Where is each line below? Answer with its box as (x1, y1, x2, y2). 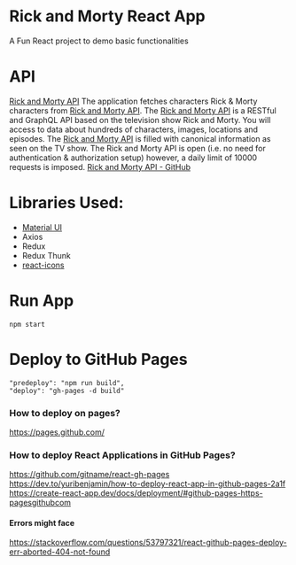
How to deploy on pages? (9, 406, 121, 419)
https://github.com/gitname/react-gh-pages (9, 469, 170, 480)
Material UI (21, 221, 63, 232)
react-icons (21, 259, 65, 270)
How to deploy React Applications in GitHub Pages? (9, 449, 237, 461)
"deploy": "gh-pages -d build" (9, 386, 125, 395)
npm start (9, 320, 46, 329)
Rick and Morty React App (9, 6, 206, 27)
